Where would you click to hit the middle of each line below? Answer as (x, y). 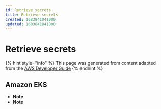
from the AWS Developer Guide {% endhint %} (54, 68)
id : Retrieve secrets (28, 10)
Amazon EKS (26, 84)
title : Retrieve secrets (32, 15)
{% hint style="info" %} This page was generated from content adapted (81, 63)
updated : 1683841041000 (31, 24)
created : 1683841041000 (31, 19)
